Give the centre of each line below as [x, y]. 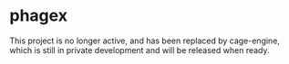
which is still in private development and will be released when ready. [140, 50]
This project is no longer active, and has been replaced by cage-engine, [145, 41]
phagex [39, 16]
